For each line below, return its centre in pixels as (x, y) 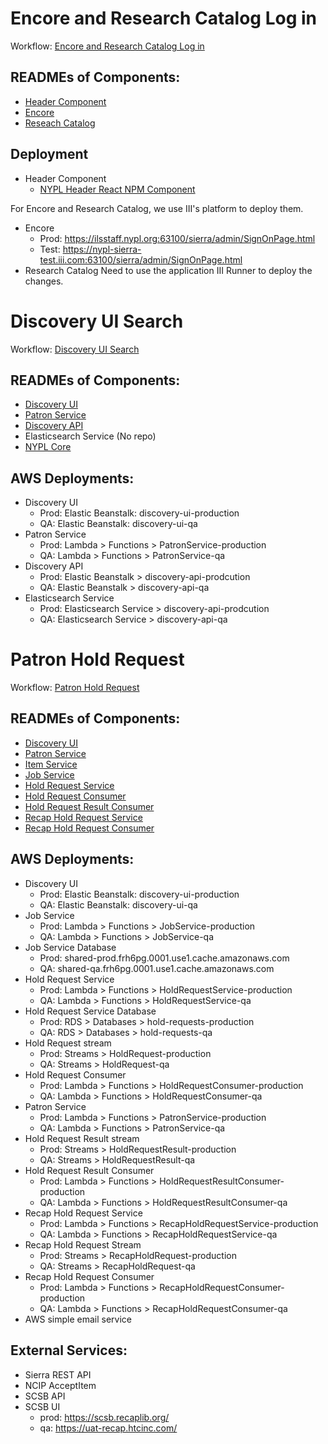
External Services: (69, 1350)
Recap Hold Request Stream (83, 1244)
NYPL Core (48, 447)
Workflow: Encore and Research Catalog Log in (107, 46)
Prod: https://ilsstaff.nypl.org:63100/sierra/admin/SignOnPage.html (177, 238)
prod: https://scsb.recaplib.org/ (104, 1417)
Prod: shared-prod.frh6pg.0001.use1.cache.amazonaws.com (164, 958)
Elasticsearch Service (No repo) (90, 436)
